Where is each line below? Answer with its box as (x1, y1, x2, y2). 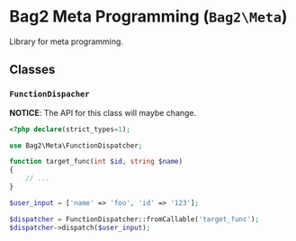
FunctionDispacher (9, 89, 90, 100)
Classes (9, 62, 56, 77)
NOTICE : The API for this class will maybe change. (9, 107, 197, 118)
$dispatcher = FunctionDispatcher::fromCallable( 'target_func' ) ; (9, 214, 259, 224)
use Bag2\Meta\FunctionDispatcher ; (9, 141, 143, 150)
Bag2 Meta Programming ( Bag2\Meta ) (9, 6, 288, 27)
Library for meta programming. (9, 36, 124, 47)
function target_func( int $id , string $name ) (9, 157, 183, 166)
